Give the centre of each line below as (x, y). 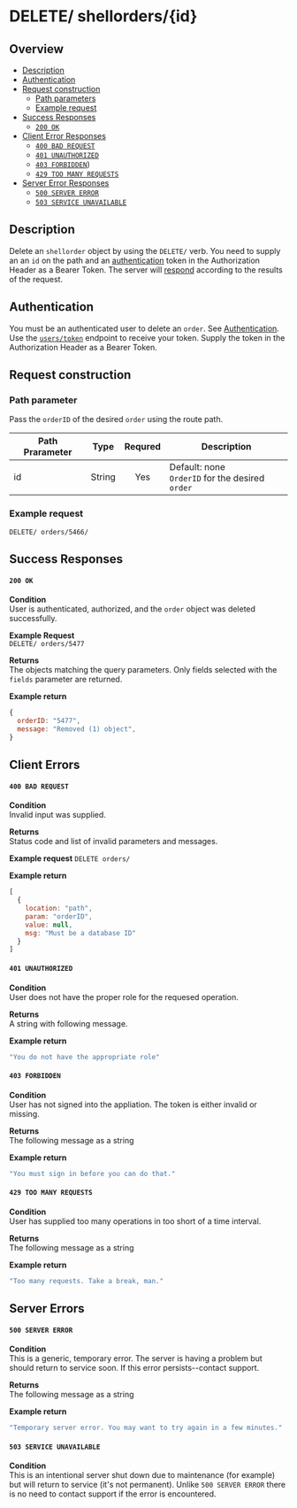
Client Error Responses (64, 136)
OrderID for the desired (217, 478)
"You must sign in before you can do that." (92, 1173)
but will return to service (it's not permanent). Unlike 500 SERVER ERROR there (148, 1485)
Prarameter (48, 452)
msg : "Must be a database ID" (81, 933)
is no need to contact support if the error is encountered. (113, 1494)
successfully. (33, 619)
